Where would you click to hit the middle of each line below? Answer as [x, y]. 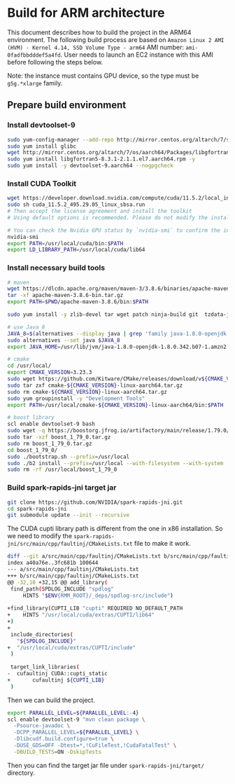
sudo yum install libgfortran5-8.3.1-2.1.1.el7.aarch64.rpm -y [101, 159]
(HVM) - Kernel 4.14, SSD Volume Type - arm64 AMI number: [95, 47]
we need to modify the [40, 536]
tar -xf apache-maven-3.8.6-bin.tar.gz [65, 296]
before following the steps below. [55, 62]
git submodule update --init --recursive [69, 515]
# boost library [31, 418]
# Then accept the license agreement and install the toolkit [100, 212]
